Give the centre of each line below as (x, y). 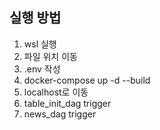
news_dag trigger (60, 114)
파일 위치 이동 (50, 56)
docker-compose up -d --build (87, 80)
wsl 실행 (40, 44)
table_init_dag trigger (67, 103)
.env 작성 (42, 69)
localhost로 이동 (56, 92)
